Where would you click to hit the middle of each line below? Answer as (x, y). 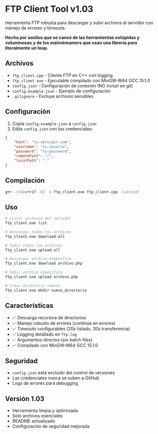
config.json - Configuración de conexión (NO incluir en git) (73, 86)
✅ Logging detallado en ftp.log (45, 334)
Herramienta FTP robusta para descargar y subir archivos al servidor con (79, 23)
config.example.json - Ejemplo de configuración (61, 91)
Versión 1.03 (25, 399)
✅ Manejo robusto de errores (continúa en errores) (64, 323)
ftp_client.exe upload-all (33, 250)
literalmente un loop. (27, 48)
